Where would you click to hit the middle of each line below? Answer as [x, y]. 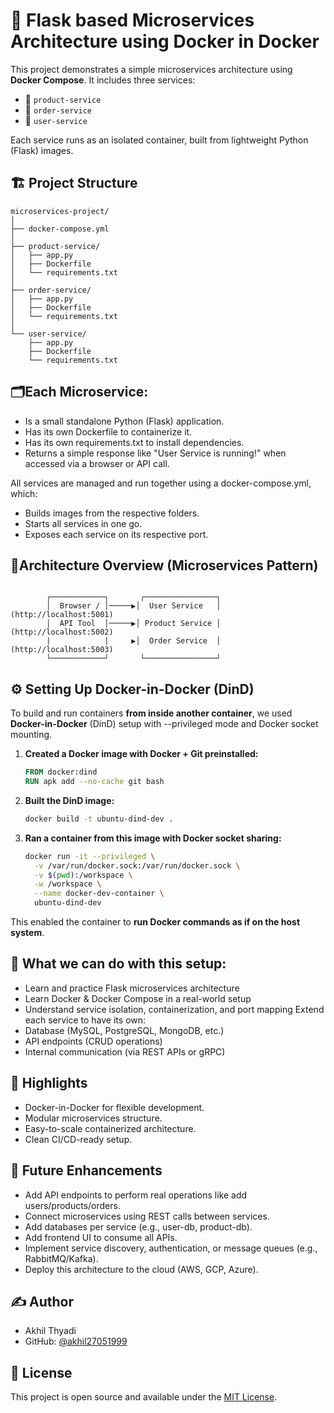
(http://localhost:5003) [62, 650]
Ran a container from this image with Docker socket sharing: [153, 838]
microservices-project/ [60, 211]
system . [27, 933]
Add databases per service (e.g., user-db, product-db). [138, 1226]
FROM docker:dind [61, 772]
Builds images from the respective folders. [112, 513]
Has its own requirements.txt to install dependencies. [134, 442]
